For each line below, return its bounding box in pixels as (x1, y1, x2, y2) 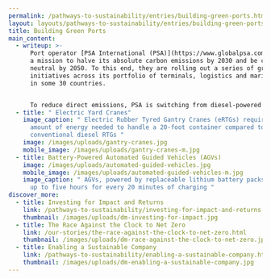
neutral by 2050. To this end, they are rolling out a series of (29, 65, 254, 73)
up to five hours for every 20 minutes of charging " (29, 183, 215, 192)
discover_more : (8, 191, 60, 199)
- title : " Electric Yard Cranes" (15, 108, 131, 117)
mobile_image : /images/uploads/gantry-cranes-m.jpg (23, 146, 200, 154)
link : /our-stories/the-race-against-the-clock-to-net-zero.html (23, 228, 248, 236)
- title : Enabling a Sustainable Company (15, 244, 157, 252)
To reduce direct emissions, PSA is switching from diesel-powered (29, 101, 262, 109)
